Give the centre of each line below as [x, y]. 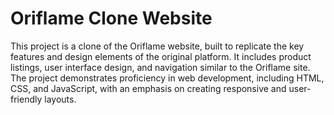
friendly [26, 99]
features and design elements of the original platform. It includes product [161, 56]
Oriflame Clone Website [111, 18]
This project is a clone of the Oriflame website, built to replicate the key [157, 46]
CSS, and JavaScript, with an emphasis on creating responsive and [148, 88]
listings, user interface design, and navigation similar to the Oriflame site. [160, 67]
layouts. [60, 99]
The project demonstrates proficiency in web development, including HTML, [167, 78]
